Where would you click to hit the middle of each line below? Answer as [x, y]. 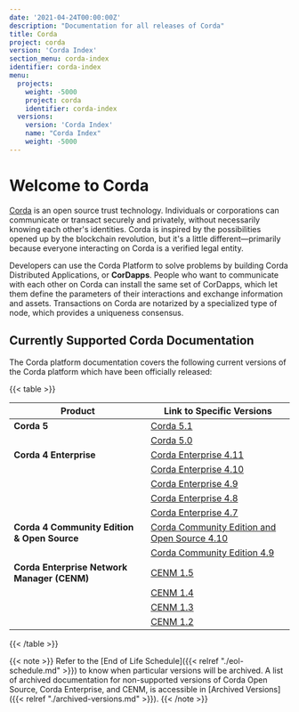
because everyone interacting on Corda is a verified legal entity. [126, 248]
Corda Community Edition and [214, 527]
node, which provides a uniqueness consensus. [97, 312]
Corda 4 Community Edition [74, 527]
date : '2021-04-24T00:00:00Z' [65, 17]
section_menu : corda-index [59, 59]
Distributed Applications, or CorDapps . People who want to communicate [144, 275]
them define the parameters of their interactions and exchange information [146, 294]
